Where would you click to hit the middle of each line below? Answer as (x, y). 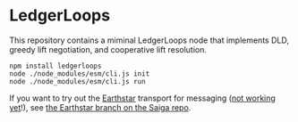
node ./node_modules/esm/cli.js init (80, 73)
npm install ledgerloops (55, 66)
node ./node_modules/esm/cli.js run (77, 81)
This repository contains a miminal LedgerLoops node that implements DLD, (149, 40)
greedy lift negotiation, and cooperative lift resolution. (108, 49)
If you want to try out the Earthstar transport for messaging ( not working (142, 98)
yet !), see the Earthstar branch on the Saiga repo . (100, 107)
